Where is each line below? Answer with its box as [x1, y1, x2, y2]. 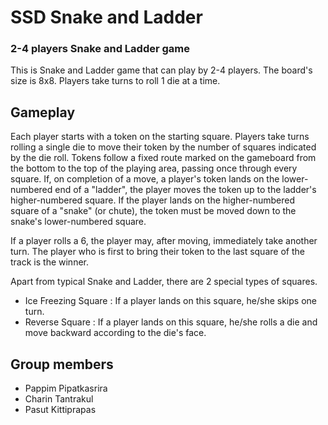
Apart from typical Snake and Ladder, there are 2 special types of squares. [10, 276, 318, 288]
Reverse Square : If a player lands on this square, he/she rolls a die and [24, 316, 318, 328]
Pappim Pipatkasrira [24, 382, 108, 395]
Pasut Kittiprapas [24, 404, 97, 416]
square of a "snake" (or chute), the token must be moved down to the [10, 205, 297, 217]
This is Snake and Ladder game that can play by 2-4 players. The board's [10, 64, 313, 76]
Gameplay [10, 104, 76, 121]
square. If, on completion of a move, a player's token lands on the [10, 173, 280, 185]
